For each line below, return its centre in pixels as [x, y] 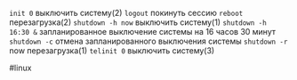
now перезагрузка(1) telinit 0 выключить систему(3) [112, 51]
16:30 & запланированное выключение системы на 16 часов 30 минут [142, 32]
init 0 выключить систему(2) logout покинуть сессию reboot [126, 13]
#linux [20, 68]
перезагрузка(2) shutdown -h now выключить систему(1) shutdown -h [138, 22]
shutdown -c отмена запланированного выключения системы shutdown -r [148, 41]
